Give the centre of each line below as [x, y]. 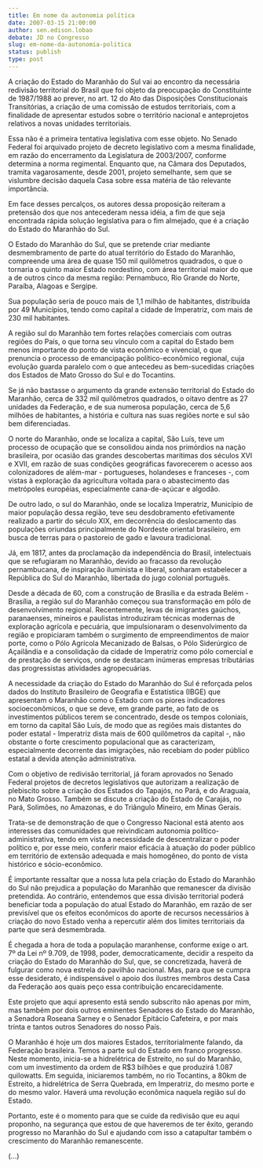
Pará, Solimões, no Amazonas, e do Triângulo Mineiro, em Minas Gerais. [125, 807]
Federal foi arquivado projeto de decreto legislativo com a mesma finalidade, [132, 147]
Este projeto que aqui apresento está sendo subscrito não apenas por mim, [130, 1001]
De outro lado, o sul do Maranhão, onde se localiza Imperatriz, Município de [131, 504]
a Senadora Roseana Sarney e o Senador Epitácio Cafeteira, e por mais [123, 1018]
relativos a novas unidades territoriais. [70, 123]
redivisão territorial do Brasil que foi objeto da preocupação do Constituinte [130, 90]
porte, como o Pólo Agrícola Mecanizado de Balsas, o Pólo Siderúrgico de [128, 643]
